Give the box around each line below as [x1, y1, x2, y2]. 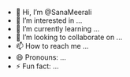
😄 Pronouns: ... [15, 53, 67, 62]
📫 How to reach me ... [15, 42, 89, 50]
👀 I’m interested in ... [15, 16, 83, 25]
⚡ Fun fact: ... [15, 61, 59, 71]
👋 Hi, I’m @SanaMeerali [15, 8, 92, 16]
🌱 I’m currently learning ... [15, 24, 100, 33]
